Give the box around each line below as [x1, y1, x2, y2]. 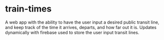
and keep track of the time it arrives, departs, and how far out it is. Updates [5, 24, 157, 30]
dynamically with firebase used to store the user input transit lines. [5, 29, 140, 35]
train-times [5, 3, 52, 14]
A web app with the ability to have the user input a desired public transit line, [5, 19, 160, 25]
